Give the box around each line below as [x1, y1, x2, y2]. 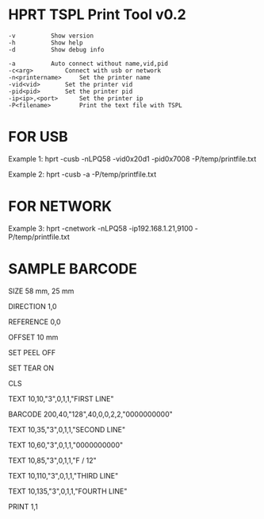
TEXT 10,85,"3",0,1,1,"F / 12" [8, 455, 97, 465]
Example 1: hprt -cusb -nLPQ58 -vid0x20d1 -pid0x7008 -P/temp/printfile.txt [8, 153, 257, 164]
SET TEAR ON [8, 363, 54, 373]
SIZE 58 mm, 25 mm [8, 286, 75, 296]
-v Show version [8, 32, 94, 40]
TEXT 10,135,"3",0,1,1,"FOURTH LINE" [8, 486, 128, 496]
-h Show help [8, 38, 83, 47]
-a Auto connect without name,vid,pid [8, 60, 169, 68]
